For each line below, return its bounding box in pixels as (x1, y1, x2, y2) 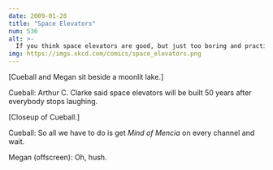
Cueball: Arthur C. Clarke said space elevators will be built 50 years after (8, 88, 252, 98)
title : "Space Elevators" (8, 20, 96, 28)
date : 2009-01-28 (8, 11, 67, 20)
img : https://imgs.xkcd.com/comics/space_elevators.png (8, 50, 201, 58)
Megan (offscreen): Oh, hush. (8, 152, 107, 162)
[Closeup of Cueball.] (8, 112, 80, 122)
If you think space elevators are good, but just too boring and (15, 42, 242, 50)
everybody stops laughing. (8, 97, 98, 106)
